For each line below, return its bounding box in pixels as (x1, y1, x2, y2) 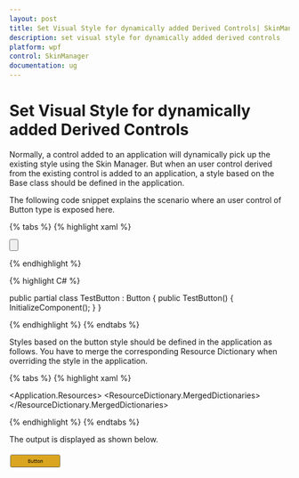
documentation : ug (9, 61, 77, 70)
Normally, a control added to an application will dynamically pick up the (9, 149, 271, 159)
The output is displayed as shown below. (9, 433, 158, 444)
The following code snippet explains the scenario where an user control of (9, 194, 282, 205)
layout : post (9, 14, 58, 23)
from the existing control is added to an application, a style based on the (9, 167, 275, 178)
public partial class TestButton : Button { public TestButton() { (9, 292, 234, 303)
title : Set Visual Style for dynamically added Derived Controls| (9, 23, 261, 33)
